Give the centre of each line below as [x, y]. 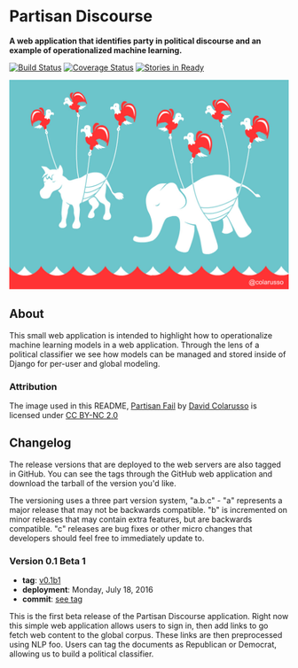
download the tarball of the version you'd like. [93, 483]
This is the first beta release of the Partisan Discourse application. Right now [149, 617]
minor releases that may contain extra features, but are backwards [131, 519]
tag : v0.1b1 [41, 580]
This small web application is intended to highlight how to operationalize [141, 335]
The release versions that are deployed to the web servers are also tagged [145, 464]
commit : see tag [52, 599]
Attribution [33, 386]
